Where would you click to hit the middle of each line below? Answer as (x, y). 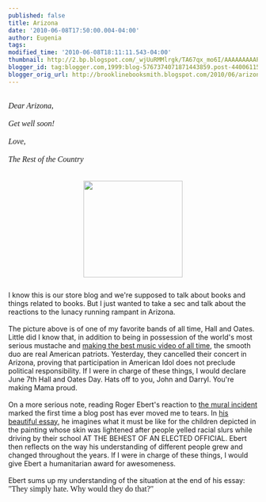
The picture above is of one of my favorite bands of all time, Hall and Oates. (131, 328)
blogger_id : (28, 67)
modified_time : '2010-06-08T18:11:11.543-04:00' (90, 52)
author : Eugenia (35, 38)
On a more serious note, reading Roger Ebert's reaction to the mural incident (133, 404)
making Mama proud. (43, 387)
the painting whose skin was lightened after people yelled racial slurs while (130, 430)
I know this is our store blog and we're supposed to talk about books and (127, 295)
